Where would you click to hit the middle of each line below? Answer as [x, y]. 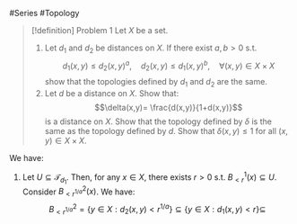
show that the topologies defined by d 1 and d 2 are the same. [156, 83]
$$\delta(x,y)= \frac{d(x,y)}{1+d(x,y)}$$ [169, 108]
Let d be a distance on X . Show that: [112, 94]
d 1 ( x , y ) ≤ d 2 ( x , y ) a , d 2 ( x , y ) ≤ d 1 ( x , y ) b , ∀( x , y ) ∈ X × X [169, 66]
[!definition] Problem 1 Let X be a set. [100, 30]
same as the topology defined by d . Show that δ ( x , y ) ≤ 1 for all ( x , [166, 131]
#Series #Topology [44, 13]
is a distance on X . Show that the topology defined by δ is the [158, 121]
